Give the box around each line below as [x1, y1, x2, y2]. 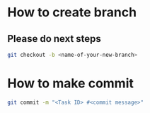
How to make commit [7, 75, 134, 92]
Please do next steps [7, 33, 101, 45]
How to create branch [7, 4, 137, 21]
